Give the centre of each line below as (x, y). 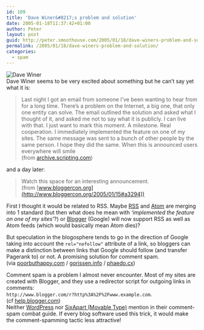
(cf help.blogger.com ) (33, 300)
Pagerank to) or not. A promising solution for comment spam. (83, 256)
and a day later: (26, 169)
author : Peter (24, 29)
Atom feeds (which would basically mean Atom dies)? (73, 225)
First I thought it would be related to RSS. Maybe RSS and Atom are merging (101, 206)
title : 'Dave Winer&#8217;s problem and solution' (72, 18)
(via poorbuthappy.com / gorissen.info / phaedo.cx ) (71, 263)
